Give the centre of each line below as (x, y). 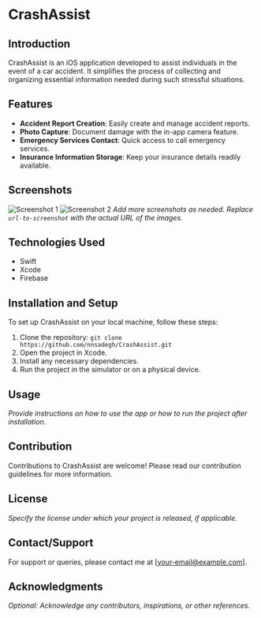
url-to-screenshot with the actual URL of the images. (95, 217)
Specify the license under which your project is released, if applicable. (123, 518)
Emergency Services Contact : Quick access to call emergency (123, 140)
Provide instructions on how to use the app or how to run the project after (128, 413)
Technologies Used (56, 243)
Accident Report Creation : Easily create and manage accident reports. (135, 123)
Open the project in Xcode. (63, 352)
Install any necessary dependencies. (79, 361)
